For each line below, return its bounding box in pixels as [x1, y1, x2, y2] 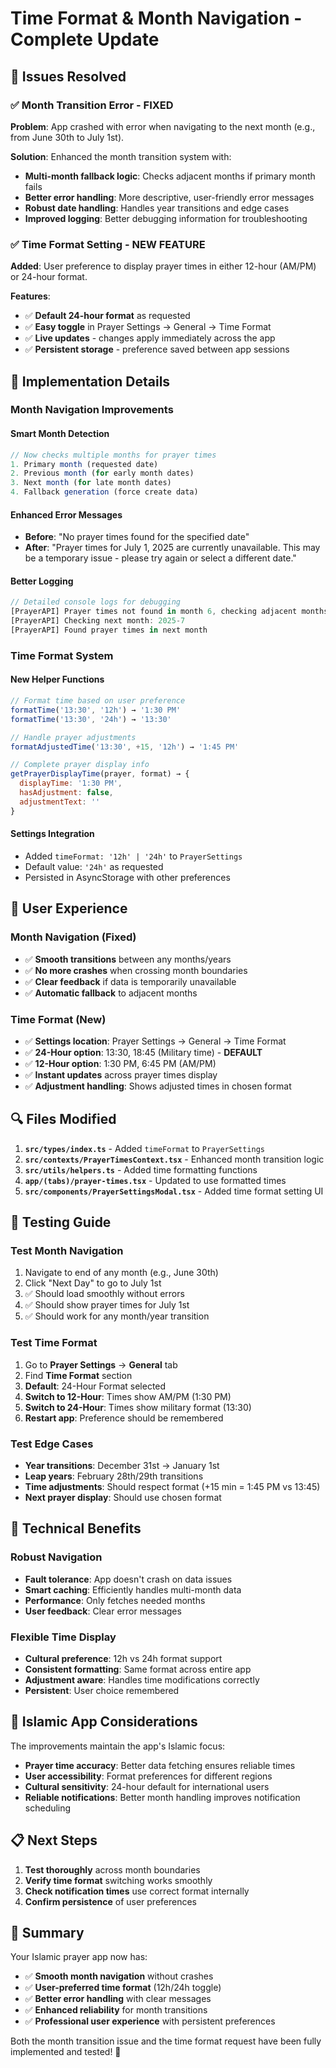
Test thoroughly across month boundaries [24, 1863, 201, 1876]
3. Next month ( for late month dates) [10, 478, 172, 488]
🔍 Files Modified [10, 1111, 117, 1128]
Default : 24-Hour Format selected [24, 1380, 167, 1392]
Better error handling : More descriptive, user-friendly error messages [24, 191, 315, 203]
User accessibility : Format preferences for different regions [24, 1770, 273, 1782]
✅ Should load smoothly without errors [24, 1288, 185, 1300]
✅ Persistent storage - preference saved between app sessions [24, 343, 290, 356]
